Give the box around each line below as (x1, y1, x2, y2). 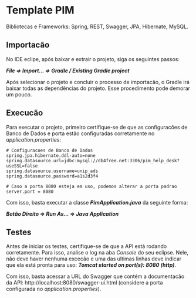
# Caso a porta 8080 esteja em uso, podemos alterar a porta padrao (6, 183, 177, 189)
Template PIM (6, 4, 75, 17)
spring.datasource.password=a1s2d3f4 (6, 173, 99, 179)
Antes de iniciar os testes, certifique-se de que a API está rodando (6, 243, 167, 250)
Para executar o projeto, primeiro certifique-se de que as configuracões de (6, 123, 188, 130)
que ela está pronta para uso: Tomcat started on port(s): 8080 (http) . (6, 262, 177, 269)
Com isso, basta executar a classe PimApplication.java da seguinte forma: (6, 199, 188, 206)
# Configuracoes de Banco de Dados (6, 148, 93, 153)
